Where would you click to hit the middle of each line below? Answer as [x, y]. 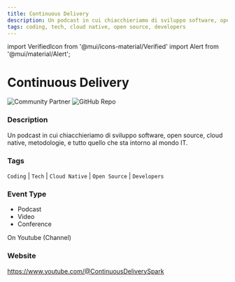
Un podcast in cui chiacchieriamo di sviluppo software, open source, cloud [115, 135]
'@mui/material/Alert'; [39, 54]
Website [22, 256]
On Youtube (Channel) [40, 238]
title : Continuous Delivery [48, 14]
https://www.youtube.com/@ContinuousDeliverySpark [86, 271]
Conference [35, 224]
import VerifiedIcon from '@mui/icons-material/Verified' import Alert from [113, 47]
